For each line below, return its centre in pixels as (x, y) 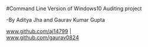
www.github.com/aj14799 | (39, 31)
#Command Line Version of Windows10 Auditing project (74, 9)
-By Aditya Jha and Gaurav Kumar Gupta (55, 20)
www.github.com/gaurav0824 (43, 37)
